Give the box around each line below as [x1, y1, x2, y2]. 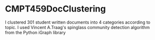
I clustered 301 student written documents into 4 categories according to [5, 19, 151, 25]
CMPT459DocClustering [5, 3, 106, 14]
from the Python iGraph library [5, 29, 66, 35]
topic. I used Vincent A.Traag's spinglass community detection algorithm [5, 24, 150, 30]
